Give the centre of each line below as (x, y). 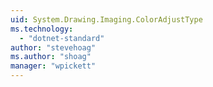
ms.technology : (42, 29)
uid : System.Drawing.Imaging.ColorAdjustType (106, 19)
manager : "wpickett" (53, 66)
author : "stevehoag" (53, 47)
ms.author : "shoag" (51, 57)
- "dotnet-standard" (62, 38)
